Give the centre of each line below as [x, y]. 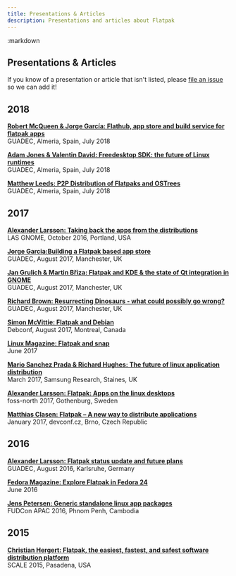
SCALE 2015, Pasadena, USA [49, 565]
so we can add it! [32, 87]
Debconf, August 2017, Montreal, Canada [67, 329]
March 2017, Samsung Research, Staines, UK [72, 379]
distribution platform [38, 557]
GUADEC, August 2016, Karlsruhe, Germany [71, 468]
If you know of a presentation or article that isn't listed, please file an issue [115, 80]
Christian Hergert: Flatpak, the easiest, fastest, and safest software [108, 550]
